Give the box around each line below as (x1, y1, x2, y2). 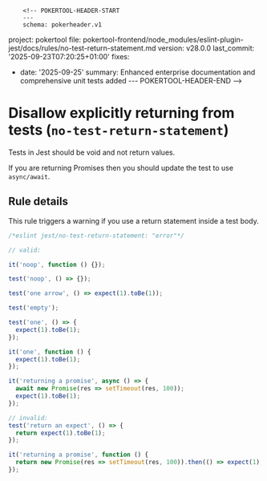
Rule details (8, 195, 68, 208)
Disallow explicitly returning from (8, 104, 235, 123)
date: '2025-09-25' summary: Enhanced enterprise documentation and (19, 67, 256, 77)
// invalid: (8, 414, 48, 422)
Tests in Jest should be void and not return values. (8, 148, 176, 157)
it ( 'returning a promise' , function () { (8, 451, 149, 459)
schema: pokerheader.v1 (22, 21, 103, 29)
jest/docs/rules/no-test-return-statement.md (8, 43, 156, 53)
